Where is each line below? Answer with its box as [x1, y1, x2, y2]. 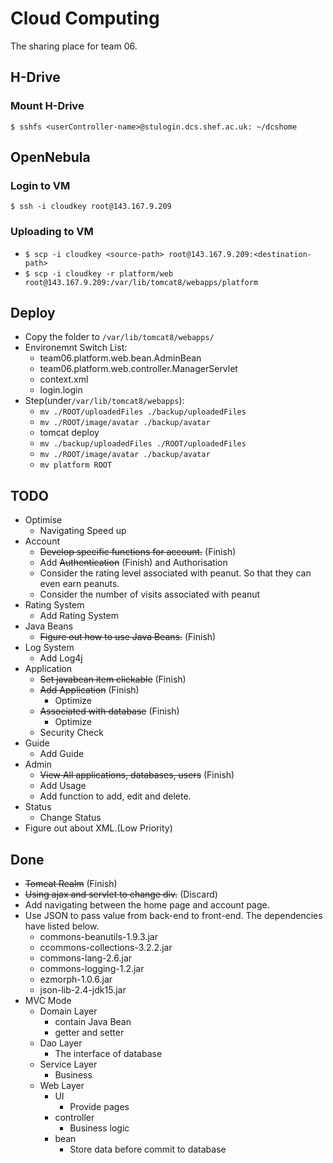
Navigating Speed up [39, 525, 127, 537]
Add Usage [39, 780, 87, 792]
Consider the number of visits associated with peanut [39, 588, 261, 601]
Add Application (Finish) [39, 684, 140, 696]
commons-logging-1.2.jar [39, 963, 145, 975]
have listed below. [24, 920, 100, 932]
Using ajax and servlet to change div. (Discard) [24, 888, 218, 901]
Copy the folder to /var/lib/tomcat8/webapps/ [24, 331, 215, 343]
